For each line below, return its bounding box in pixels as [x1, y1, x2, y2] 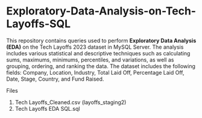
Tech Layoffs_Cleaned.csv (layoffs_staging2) [14, 98, 127, 106]
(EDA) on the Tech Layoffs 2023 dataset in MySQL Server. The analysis [6, 43, 184, 51]
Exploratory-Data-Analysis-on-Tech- [6, 4, 197, 18]
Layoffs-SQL [6, 17, 71, 31]
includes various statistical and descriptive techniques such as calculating [6, 49, 191, 57]
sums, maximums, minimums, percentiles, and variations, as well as [6, 56, 174, 63]
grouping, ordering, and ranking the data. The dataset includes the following [6, 62, 196, 70]
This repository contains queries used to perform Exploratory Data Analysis [6, 37, 197, 44]
